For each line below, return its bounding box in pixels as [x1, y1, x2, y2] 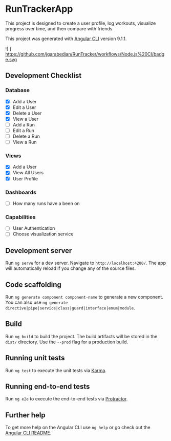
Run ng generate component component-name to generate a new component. [5, 294, 164, 300]
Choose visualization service [12, 231, 74, 237]
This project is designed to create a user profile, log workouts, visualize [5, 20, 156, 26]
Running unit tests [5, 354, 65, 362]
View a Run [12, 139, 37, 145]
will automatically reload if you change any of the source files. [5, 265, 136, 271]
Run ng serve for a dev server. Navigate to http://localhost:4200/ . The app [5, 260, 166, 266]
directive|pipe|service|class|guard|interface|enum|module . [5, 305, 135, 311]
